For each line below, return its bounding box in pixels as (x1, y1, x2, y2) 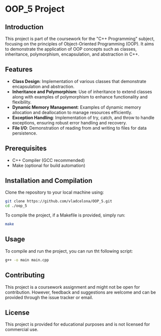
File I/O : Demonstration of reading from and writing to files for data (12, 125, 147, 131)
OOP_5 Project (5, 3, 65, 15)
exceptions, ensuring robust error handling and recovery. (12, 119, 127, 125)
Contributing (5, 271, 45, 279)
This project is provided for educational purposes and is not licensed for (5, 321, 150, 327)
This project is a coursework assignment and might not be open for (5, 284, 140, 290)
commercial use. (5, 327, 39, 333)
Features (5, 65, 33, 74)
